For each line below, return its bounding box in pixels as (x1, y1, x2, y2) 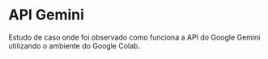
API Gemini (8, 6, 85, 24)
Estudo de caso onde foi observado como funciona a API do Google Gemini (8, 32, 261, 42)
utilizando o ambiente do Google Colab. (8, 40, 140, 50)
